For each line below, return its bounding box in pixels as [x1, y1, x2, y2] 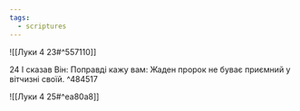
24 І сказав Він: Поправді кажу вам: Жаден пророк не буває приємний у [9, 64, 291, 75]
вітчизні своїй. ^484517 [9, 73, 98, 84]
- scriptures [17, 22, 67, 31]
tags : [9, 13, 30, 23]
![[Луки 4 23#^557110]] [9, 46, 97, 57]
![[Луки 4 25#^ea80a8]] [9, 91, 100, 102]
